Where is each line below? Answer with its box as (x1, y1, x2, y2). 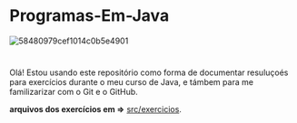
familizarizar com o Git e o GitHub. (9, 87, 138, 98)
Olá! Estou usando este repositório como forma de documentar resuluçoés (9, 67, 289, 78)
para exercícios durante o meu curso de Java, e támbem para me (9, 77, 254, 88)
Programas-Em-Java (9, 5, 170, 26)
